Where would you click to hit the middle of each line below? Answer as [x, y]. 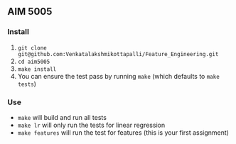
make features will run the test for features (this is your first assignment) [123, 132]
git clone [32, 48]
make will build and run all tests [62, 117]
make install [37, 69]
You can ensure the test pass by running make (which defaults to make [119, 76]
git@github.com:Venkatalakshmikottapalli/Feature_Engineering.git [118, 54]
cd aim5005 [34, 62]
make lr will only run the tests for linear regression [91, 125]
